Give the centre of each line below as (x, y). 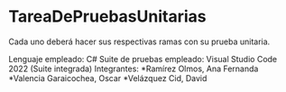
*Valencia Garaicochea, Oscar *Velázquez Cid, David (108, 78)
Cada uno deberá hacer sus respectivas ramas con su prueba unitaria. (139, 41)
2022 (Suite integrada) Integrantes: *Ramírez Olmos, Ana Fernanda (134, 69)
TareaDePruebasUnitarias (107, 17)
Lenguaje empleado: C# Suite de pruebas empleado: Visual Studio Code (143, 59)
